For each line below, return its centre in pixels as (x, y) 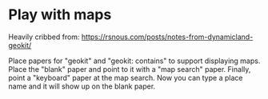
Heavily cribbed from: (44, 37)
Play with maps (60, 15)
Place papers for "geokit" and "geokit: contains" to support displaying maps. (134, 61)
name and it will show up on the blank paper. (82, 86)
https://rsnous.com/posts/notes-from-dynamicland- (167, 37)
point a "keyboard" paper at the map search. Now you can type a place (126, 77)
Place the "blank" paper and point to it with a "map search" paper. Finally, (130, 69)
